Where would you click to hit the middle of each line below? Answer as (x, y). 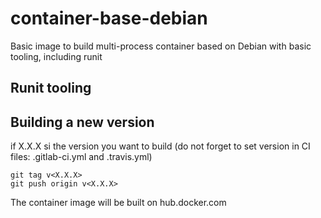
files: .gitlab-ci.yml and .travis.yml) (81, 157)
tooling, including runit (56, 56)
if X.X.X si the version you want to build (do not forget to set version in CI (160, 146)
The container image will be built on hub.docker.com (118, 203)
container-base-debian (109, 18)
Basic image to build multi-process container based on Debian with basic (161, 46)
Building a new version (82, 122)
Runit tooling (51, 88)
